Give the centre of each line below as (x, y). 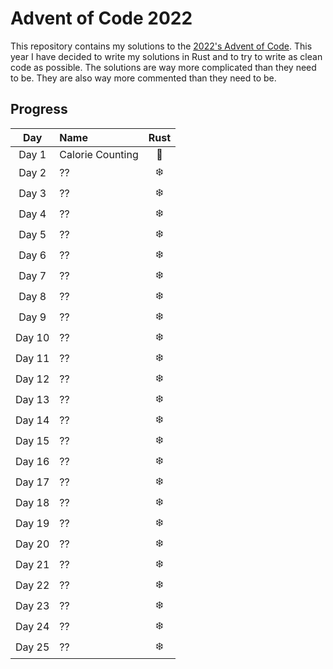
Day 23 (32, 606)
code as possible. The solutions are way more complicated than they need (163, 67)
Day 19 (32, 524)
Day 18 (32, 503)
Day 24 (32, 627)
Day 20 (32, 544)
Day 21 (32, 565)
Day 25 (32, 647)
